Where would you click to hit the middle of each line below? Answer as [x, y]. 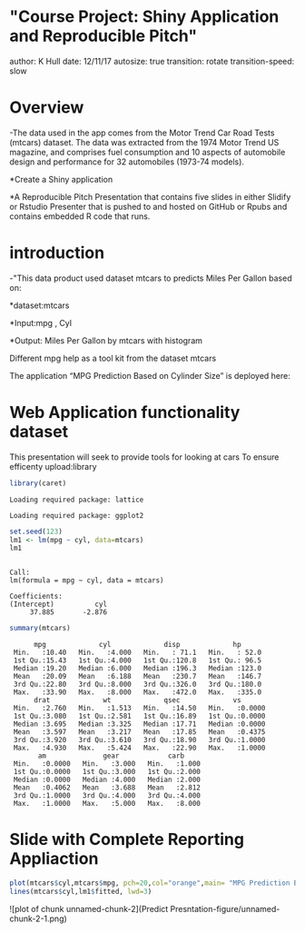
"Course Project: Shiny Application [144, 17]
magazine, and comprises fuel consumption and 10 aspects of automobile [148, 152]
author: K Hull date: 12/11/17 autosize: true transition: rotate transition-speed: [152, 61]
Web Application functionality [125, 412]
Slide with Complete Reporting [127, 840]
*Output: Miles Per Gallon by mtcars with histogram [106, 340]
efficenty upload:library [53, 466]
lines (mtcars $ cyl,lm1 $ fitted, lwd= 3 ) [81, 891]
